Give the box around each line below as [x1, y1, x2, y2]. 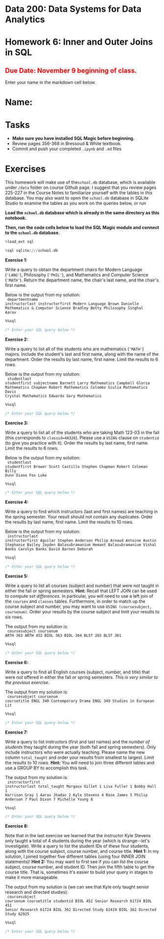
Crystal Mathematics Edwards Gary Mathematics [5, 394, 102, 398]
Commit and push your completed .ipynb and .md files [12, 146, 121, 152]
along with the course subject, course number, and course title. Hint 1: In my [5, 848, 159, 854]
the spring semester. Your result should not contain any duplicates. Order [5, 514, 153, 520]
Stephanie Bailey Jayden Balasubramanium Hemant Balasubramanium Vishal [5, 543, 157, 547]
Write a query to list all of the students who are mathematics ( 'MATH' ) [5, 346, 144, 352]
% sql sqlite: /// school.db [5, 248, 58, 253]
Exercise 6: [5, 659, 28, 665]
